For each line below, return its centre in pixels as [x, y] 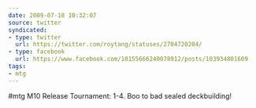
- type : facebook [37, 52]
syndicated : [28, 30]
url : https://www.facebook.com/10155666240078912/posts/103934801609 [132, 59]
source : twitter [35, 23]
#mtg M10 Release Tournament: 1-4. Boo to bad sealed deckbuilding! [120, 95]
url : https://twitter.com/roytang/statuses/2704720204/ [109, 45]
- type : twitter [35, 37]
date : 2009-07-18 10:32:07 [52, 15]
